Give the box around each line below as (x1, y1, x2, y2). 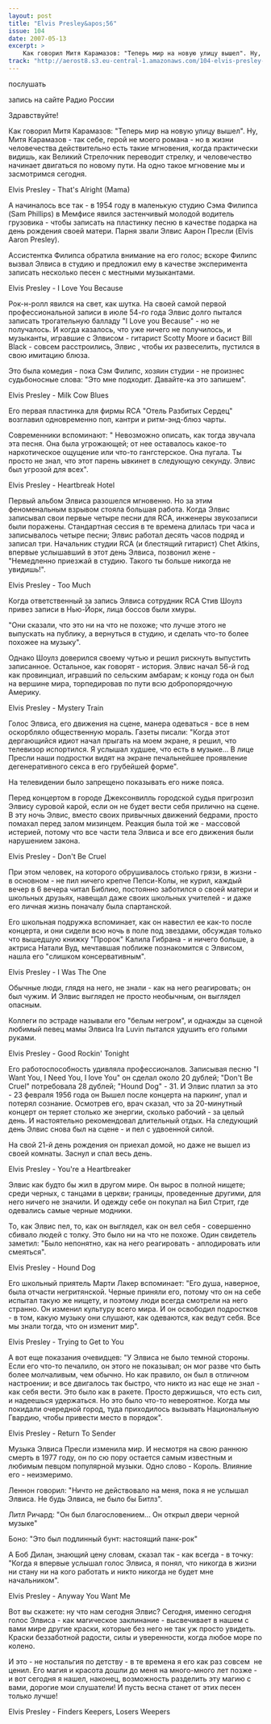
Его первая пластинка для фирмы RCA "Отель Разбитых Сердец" (8, 406, 233, 415)
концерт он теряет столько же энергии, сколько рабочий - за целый (8, 1106, 244, 1116)
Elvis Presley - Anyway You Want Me (8, 1591, 131, 1600)
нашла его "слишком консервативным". (8, 951, 147, 961)
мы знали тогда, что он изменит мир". (8, 1321, 140, 1330)
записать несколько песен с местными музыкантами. (8, 268, 195, 277)
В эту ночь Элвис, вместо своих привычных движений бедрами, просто (8, 810, 258, 820)
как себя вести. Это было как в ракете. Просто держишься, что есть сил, (8, 1387, 262, 1397)
